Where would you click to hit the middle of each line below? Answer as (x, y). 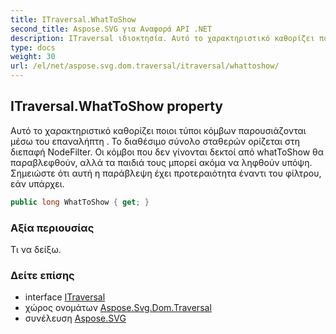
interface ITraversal (65, 297)
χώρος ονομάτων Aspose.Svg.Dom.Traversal (118, 308)
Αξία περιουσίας (52, 228)
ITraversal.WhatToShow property (116, 106)
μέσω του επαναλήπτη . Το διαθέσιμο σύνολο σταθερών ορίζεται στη (155, 141)
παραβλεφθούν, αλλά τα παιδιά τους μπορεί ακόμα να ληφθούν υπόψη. (161, 162)
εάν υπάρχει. (37, 183)
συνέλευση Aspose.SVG (75, 318)
